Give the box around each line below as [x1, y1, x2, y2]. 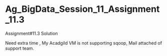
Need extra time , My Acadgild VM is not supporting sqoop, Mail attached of [5, 40, 162, 46]
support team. [5, 45, 34, 51]
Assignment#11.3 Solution [5, 30, 58, 36]
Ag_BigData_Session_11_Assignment [5, 3, 160, 15]
